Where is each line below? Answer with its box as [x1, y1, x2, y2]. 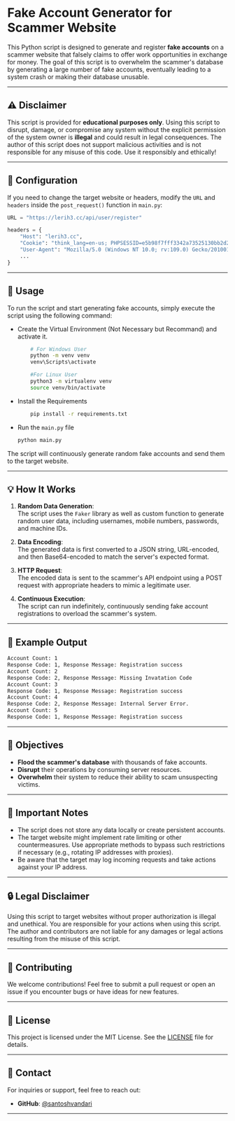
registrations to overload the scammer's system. [17, 610, 157, 618]
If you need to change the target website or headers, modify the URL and [7, 193, 215, 201]
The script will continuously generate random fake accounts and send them [7, 449, 225, 457]
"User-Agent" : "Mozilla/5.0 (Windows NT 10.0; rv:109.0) [20, 246, 190, 253]
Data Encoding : [17, 538, 63, 546]
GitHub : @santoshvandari [17, 1099, 92, 1108]
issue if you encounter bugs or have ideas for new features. [7, 987, 180, 996]
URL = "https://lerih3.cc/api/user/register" [7, 214, 142, 221]
